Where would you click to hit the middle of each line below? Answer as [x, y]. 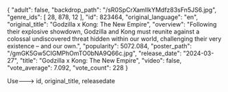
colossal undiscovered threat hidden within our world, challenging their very [114, 39]
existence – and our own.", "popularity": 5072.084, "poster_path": [100, 46]
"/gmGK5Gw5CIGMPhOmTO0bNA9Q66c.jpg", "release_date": [94, 53]
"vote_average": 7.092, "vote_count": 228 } [68, 68]
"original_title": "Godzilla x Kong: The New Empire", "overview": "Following [112, 24]
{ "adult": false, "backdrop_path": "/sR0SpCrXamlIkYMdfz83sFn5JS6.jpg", [112, 10]
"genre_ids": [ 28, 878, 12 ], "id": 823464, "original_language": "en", [103, 17]
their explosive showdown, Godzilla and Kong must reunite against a [103, 31]
